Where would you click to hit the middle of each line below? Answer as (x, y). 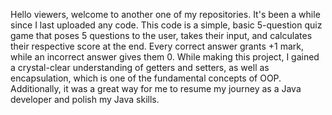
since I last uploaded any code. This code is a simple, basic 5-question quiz (166, 25)
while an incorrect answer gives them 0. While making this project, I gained (165, 57)
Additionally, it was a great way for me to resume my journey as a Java (156, 88)
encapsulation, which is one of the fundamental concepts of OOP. (146, 78)
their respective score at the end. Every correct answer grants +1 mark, (157, 46)
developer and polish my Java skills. (85, 99)
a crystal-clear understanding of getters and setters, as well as (140, 67)
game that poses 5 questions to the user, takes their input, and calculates (161, 35)
